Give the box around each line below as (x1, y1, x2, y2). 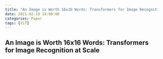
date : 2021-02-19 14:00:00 (5, 12, 60, 16)
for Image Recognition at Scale (5, 46, 100, 54)
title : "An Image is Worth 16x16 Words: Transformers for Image (5, 7, 138, 12)
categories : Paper (5, 16, 42, 21)
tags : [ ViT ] (5, 20, 29, 26)
